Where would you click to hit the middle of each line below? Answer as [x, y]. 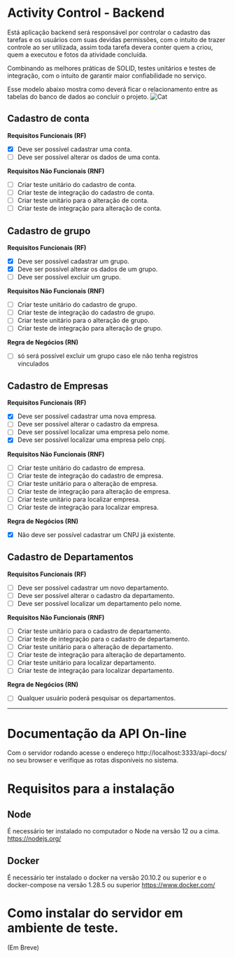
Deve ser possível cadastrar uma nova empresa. [87, 416]
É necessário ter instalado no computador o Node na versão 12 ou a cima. [114, 831]
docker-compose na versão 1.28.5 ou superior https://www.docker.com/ [111, 885]
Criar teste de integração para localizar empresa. [88, 507]
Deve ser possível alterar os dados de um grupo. [87, 269]
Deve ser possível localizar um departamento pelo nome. [99, 603]
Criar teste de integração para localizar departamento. [96, 671]
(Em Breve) [23, 947]
